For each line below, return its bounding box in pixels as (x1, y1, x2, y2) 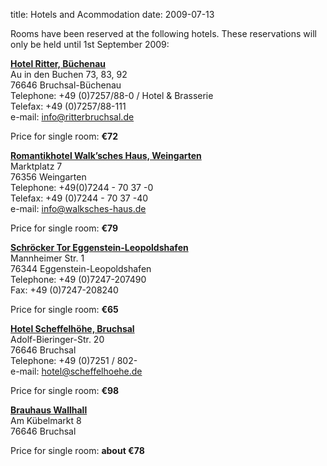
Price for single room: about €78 (10, 445, 145, 456)
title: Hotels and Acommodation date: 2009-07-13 (10, 9, 215, 20)
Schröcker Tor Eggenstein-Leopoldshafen (10, 242, 189, 253)
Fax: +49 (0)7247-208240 (10, 284, 119, 296)
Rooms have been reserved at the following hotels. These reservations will (10, 28, 317, 39)
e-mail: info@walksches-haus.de (10, 203, 147, 214)
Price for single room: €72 (10, 130, 118, 142)
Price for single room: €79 (10, 222, 119, 234)
